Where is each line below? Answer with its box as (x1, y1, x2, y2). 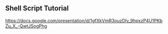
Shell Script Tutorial (5, 4, 69, 13)
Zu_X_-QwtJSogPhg (5, 23, 47, 29)
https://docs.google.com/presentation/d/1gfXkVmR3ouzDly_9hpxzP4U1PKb (5, 17, 163, 23)
